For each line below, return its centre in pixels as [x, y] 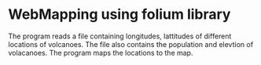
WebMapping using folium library [119, 14]
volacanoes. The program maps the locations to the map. [101, 52]
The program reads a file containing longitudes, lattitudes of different [120, 36]
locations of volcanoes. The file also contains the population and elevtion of [131, 44]
